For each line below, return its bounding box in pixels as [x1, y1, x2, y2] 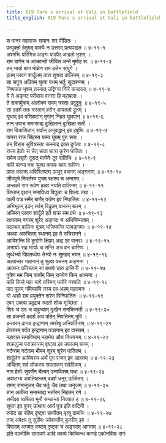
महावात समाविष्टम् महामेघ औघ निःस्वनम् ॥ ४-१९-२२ [6, 333, 108, 341]
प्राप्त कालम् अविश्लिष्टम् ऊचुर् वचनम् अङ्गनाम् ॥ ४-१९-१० [6, 168, 122, 175]
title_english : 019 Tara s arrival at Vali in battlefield [6, 15, 160, 21]
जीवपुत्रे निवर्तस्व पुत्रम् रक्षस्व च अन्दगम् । [6, 175, 85, 182]
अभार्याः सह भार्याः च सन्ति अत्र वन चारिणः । [6, 243, 89, 251]
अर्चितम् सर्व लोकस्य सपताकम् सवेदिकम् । [6, 361, 87, 368]
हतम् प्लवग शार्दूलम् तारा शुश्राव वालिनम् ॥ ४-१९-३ [6, 71, 104, 78]
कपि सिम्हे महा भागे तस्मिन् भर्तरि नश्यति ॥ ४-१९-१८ [6, 278, 108, 286]
